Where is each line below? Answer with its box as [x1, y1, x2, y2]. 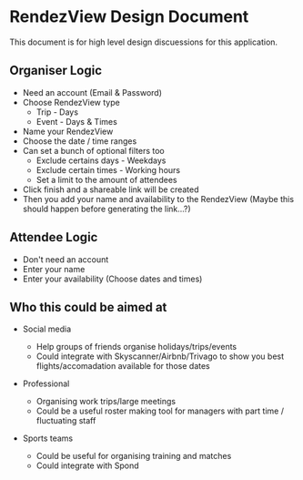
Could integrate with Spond [35, 460, 139, 471]
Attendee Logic [9, 230, 98, 245]
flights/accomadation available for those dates [35, 361, 211, 372]
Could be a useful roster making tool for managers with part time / [35, 405, 285, 416]
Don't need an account [22, 253, 109, 265]
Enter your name [22, 263, 86, 274]
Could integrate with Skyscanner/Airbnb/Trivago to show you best [35, 351, 285, 362]
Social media [22, 323, 72, 334]
